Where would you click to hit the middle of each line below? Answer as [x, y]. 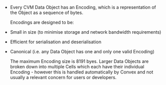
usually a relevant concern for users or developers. [63, 77]
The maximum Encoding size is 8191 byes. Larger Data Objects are [79, 61]
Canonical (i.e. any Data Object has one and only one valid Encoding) [82, 52]
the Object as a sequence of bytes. [47, 13]
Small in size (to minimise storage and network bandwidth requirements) [86, 32]
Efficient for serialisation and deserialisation [56, 42]
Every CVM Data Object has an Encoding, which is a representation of [83, 7]
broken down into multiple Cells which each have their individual [77, 67]
